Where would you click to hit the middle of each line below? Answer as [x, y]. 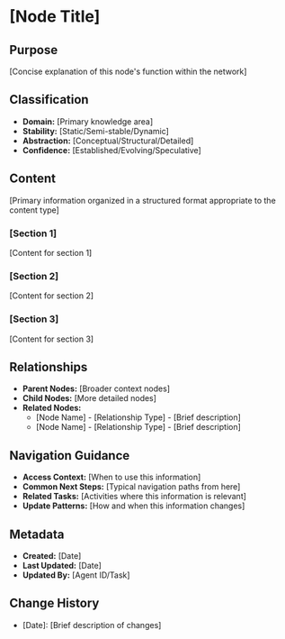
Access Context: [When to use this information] [111, 477]
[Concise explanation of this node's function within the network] [128, 71]
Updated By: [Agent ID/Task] [76, 575]
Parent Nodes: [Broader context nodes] [96, 388]
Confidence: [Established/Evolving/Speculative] [112, 150]
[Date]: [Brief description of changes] [92, 625]
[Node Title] [55, 17]
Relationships [49, 367]
